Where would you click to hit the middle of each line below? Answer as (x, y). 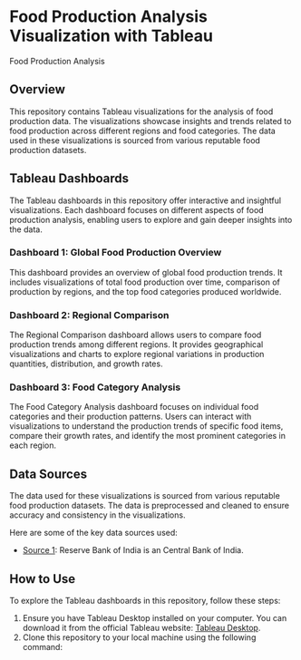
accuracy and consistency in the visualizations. (97, 515)
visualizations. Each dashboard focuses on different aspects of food (137, 209)
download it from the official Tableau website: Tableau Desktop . (141, 628)
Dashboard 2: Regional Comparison (89, 315)
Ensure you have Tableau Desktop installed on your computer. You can (155, 618)
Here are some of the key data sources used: (94, 533)
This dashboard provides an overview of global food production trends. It (146, 272)
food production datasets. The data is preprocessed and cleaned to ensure (150, 506)
